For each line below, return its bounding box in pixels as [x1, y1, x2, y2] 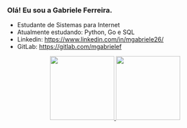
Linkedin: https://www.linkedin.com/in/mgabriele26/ [16, 35, 164, 44]
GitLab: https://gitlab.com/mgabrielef [16, 43, 122, 51]
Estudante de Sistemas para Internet [16, 21, 120, 29]
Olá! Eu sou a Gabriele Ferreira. [7, 5, 113, 15]
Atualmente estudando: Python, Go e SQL [16, 28, 135, 36]
